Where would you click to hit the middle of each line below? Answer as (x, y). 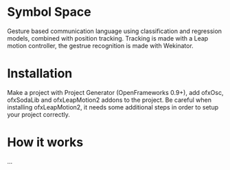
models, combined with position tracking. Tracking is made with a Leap (108, 38)
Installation (40, 74)
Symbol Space (49, 12)
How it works (45, 142)
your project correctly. (38, 114)
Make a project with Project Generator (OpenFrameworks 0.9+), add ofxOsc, (115, 92)
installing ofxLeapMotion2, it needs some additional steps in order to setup (113, 107)
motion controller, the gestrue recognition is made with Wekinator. (100, 45)
